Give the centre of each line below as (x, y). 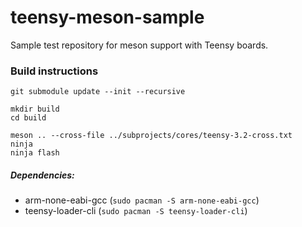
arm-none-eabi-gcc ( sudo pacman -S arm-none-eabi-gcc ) (142, 200)
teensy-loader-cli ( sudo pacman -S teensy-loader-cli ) (136, 211)
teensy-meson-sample (107, 17)
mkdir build (35, 109)
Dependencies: (42, 175)
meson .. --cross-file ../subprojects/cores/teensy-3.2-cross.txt (151, 136)
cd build (28, 118)
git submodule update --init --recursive (98, 92)
